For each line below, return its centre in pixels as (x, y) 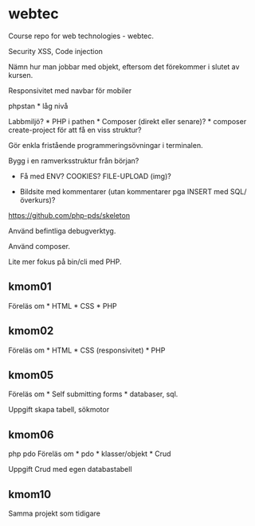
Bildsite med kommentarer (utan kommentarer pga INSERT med (124, 191)
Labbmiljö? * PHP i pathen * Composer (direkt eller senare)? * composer (127, 121)
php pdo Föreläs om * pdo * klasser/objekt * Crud (90, 454)
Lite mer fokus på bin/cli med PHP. (65, 261)
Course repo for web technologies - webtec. (81, 36)
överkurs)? (37, 200)
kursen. (21, 75)
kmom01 (30, 287)
